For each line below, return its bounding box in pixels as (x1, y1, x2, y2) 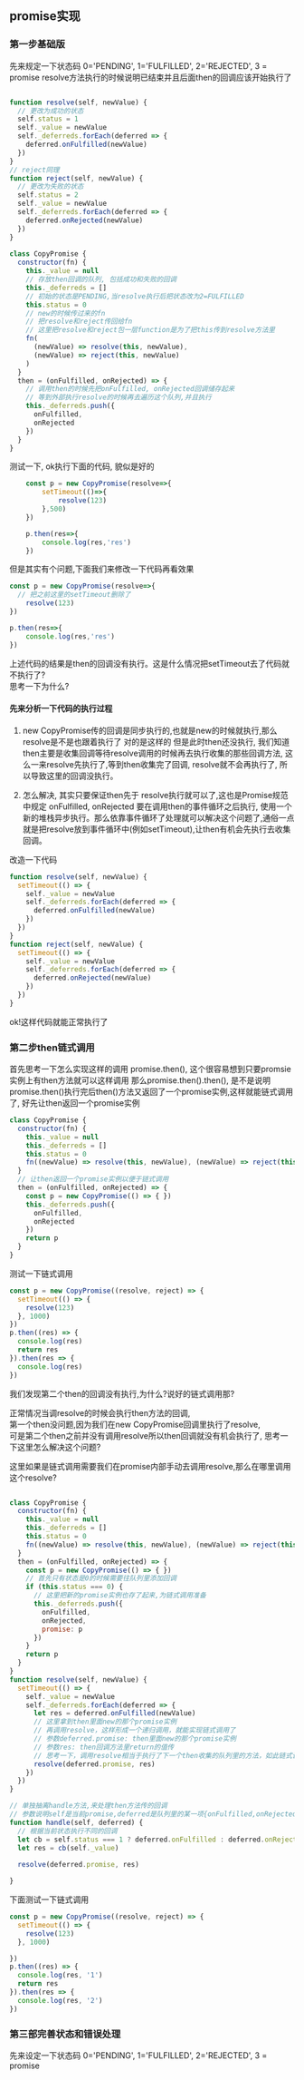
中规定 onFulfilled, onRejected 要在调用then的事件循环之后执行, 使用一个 (22, 801, 292, 812)
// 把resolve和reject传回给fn (25, 317, 133, 327)
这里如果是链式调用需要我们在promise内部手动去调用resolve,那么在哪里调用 (9, 1460, 291, 1471)
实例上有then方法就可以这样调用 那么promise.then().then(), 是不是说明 (9, 1075, 271, 1086)
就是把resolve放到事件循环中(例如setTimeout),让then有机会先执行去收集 (22, 824, 291, 835)
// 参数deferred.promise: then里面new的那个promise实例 (33, 1734, 237, 1743)
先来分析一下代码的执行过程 (9, 703, 113, 714)
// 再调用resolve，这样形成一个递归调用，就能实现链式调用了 (33, 1726, 236, 1735)
